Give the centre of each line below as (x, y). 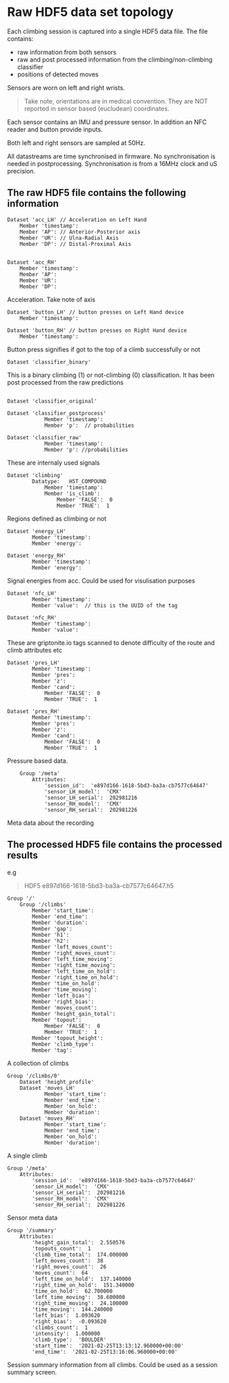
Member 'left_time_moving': (72, 959)
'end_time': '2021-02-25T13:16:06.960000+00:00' (105, 1352)
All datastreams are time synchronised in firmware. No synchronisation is (111, 156)
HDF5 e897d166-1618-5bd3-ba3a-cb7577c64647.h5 (99, 885)
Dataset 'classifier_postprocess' (57, 413)
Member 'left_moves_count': (72, 947)
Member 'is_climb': (72, 494)
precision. (21, 171)
